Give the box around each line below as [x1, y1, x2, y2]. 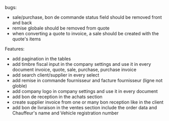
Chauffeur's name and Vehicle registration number [12, 110, 119, 116]
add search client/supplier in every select [12, 72, 100, 78]
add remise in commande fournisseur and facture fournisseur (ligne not [12, 78, 163, 83]
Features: [5, 46, 25, 52]
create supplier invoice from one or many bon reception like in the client [12, 99, 164, 105]
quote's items [12, 36, 41, 42]
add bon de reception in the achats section [12, 94, 103, 100]
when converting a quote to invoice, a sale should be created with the [12, 31, 159, 36]
